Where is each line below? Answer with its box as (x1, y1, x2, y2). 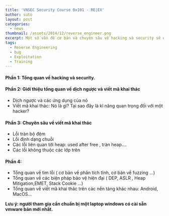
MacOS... (12, 191, 32, 197)
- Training (10, 59, 33, 64)
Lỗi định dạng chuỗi (12, 136, 54, 142)
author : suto (5, 12, 33, 17)
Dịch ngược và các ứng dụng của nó (12, 97, 88, 103)
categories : (5, 21, 30, 27)
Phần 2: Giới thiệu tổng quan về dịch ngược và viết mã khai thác (5, 86, 140, 92)
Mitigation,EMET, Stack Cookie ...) (12, 180, 83, 187)
